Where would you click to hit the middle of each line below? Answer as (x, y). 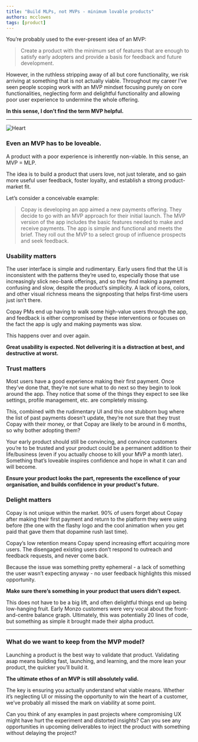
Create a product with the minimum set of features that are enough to (105, 51)
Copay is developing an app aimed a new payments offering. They (101, 209)
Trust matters (26, 368)
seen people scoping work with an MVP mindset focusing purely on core (94, 87)
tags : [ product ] (26, 22)
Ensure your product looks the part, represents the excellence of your (93, 478)
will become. (22, 467)
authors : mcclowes (29, 17)
